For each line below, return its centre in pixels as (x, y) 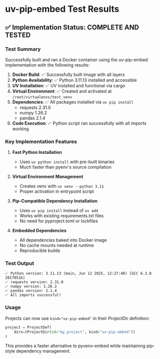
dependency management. (43, 351)
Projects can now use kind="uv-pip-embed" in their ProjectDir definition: (78, 318)
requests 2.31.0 (35, 108)
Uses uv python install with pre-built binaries (67, 162)
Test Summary (23, 49)
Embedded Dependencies (39, 231)
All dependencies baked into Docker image (63, 240)
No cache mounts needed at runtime (57, 246)
